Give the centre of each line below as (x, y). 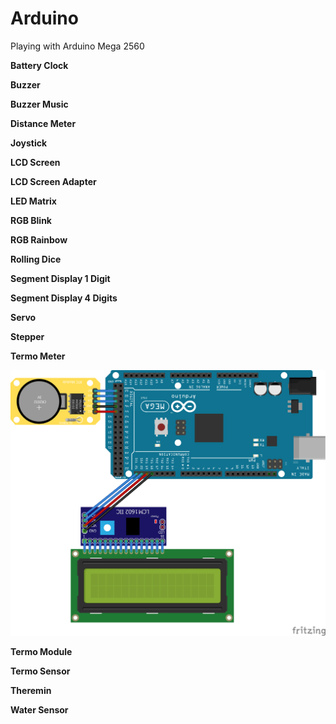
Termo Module (41, 651)
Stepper (27, 336)
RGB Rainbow (39, 239)
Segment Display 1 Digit (60, 278)
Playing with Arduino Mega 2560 (77, 46)
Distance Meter (43, 123)
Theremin (31, 690)
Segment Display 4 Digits (64, 298)
